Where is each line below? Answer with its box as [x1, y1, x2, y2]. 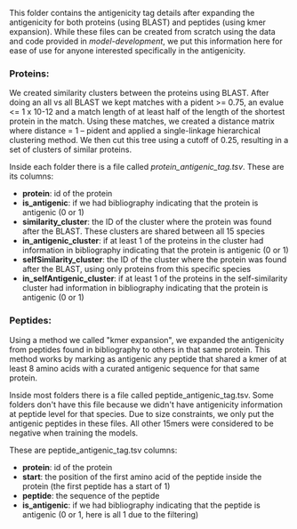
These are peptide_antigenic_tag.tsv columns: [9, 445, 178, 455]
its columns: [9, 171, 54, 181]
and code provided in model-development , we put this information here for [9, 36, 283, 46]
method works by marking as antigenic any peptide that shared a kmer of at [9, 353, 287, 364]
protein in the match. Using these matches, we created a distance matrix [9, 116, 276, 127]
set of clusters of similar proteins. [9, 144, 132, 155]
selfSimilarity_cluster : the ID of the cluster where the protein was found [21, 254, 287, 265]
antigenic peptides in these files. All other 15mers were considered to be [9, 418, 274, 429]
